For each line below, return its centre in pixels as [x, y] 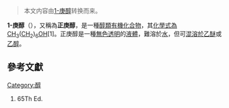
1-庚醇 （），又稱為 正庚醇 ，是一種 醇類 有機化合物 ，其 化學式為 [92, 25]
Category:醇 [24, 85]
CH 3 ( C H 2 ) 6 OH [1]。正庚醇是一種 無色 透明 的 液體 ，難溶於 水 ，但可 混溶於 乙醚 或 [114, 35]
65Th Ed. [30, 98]
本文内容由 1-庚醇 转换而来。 [62, 11]
